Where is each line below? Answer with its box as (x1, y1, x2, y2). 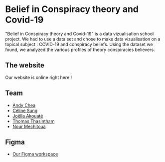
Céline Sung (12, 107, 38, 113)
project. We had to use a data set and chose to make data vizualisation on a (5, 36, 161, 42)
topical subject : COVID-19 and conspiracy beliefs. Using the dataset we (5, 41, 153, 47)
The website (5, 61, 45, 69)
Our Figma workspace (12, 151, 58, 157)
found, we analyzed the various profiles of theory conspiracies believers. (5, 46, 156, 52)
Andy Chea (12, 102, 36, 108)
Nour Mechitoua (12, 123, 46, 129)
